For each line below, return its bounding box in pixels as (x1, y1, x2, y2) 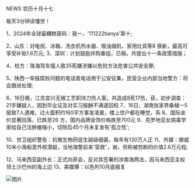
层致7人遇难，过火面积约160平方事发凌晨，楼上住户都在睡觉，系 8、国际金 (6, 109, 186, 116)
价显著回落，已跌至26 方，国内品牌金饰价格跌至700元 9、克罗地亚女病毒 (6, 117, 182, 123)
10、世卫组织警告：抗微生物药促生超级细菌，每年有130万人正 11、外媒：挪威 (6, 136, 190, 143)
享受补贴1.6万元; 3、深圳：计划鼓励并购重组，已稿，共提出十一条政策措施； (6, 50, 188, 57)
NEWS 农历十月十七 (6, 5, 54, 12)
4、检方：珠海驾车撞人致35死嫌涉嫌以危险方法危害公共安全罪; (6, 62, 156, 69)
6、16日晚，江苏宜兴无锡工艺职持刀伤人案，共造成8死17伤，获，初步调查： (6, 94, 187, 101)
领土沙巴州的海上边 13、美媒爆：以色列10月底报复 (6, 163, 126, 170)
